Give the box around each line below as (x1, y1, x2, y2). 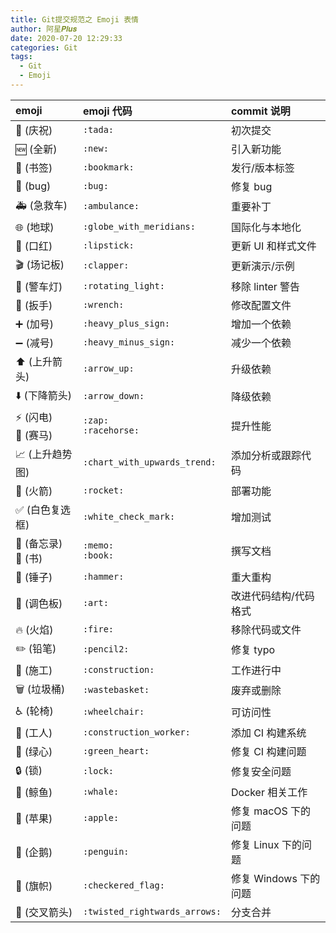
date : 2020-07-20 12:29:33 (10, 33, 123, 43)
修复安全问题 (230, 765, 292, 779)
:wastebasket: (82, 684, 150, 696)
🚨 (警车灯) (15, 279, 63, 293)
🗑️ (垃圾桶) (15, 682, 66, 696)
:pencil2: (82, 644, 130, 655)
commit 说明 (230, 104, 291, 118)
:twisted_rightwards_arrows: (82, 906, 222, 917)
